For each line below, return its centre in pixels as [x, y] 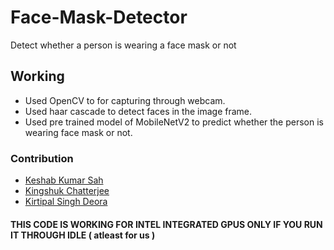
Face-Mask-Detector [99, 17]
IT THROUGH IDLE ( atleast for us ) [83, 235]
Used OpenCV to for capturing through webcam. [125, 100]
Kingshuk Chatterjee [67, 191]
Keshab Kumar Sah [64, 180]
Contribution [42, 158]
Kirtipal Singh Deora [66, 202]
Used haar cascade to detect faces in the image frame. [138, 111]
